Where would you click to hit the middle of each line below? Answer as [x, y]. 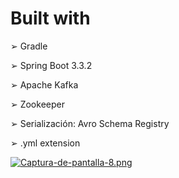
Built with [50, 18]
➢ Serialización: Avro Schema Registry [90, 123]
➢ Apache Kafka [44, 84]
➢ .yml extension [45, 143]
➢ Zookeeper [37, 104]
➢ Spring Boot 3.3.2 [51, 65]
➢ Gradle [29, 46]
